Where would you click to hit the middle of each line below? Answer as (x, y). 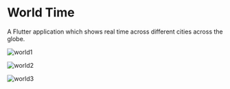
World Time (41, 13)
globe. (16, 38)
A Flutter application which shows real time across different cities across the (115, 31)
